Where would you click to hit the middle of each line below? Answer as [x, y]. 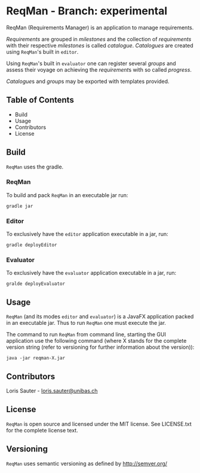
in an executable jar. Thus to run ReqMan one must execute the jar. [86, 323]
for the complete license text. [42, 430]
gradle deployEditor [32, 245]
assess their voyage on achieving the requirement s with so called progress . [99, 69]
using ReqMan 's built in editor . [42, 51]
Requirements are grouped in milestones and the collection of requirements [99, 39]
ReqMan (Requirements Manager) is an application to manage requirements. [100, 27]
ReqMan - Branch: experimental [87, 11]
